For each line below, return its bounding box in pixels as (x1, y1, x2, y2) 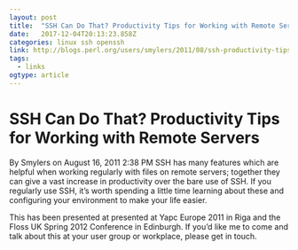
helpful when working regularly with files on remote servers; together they (9, 166, 281, 177)
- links (17, 63, 46, 72)
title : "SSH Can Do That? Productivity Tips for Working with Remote (9, 21, 276, 30)
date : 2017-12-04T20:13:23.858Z (9, 29, 137, 38)
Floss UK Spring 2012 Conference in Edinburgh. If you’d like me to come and (9, 221, 289, 231)
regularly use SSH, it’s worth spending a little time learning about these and (9, 185, 284, 196)
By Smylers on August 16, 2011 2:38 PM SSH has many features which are (9, 157, 279, 168)
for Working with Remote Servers (9, 128, 260, 147)
